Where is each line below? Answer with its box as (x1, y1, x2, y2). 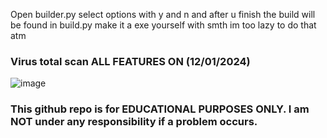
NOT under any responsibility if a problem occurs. (10, 115, 258, 129)
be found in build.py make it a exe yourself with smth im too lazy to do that (10, 19, 317, 31)
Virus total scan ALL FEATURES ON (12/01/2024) (10, 54, 251, 68)
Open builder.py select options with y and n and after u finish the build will (10, 9, 316, 20)
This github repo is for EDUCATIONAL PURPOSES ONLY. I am (10, 102, 310, 116)
